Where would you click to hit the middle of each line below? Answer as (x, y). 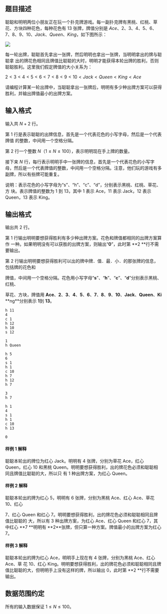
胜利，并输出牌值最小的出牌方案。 (40, 93)
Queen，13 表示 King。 (29, 197)
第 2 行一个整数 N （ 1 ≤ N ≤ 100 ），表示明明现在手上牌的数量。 (69, 151)
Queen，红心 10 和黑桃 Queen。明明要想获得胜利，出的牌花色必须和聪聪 (80, 467)
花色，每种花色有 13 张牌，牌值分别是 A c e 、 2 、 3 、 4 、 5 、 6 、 (94, 28)
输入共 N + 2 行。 (23, 123)
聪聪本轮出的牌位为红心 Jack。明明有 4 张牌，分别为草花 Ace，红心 (75, 461)
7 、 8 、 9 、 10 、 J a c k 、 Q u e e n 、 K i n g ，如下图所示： (56, 34)
